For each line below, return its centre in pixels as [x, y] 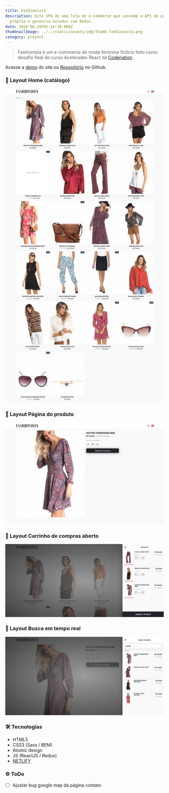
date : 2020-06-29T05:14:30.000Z [39, 27]
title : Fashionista [26, 11]
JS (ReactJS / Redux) [34, 756]
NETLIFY [22, 761]
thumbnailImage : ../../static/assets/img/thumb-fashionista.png [74, 32]
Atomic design [27, 750]
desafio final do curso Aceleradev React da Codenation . [75, 57]
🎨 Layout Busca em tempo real [43, 628]
